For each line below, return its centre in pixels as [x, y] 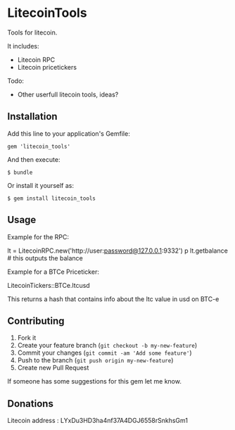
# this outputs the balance [45, 258]
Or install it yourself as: [40, 185]
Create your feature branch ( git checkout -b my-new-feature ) [107, 346]
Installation [32, 116]
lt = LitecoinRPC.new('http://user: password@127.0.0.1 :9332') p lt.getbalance [118, 251]
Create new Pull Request [53, 368]
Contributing [36, 321]
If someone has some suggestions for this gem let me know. [94, 381]
